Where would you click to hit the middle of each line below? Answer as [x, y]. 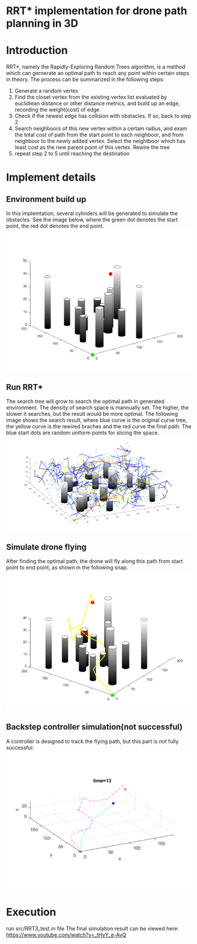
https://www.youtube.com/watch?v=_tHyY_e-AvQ [66, 935]
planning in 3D [42, 23]
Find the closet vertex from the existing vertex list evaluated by [91, 97]
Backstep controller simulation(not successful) [94, 727]
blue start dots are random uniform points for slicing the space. [83, 433]
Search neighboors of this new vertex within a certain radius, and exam [101, 129]
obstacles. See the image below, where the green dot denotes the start [92, 220]
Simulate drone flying [46, 547]
